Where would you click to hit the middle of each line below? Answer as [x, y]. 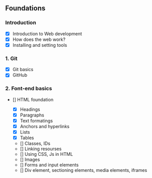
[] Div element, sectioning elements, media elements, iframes [84, 170]
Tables [27, 138]
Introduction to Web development [47, 34]
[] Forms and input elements [49, 165]
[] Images [30, 159]
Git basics [23, 70]
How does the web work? [39, 39]
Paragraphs [32, 115]
